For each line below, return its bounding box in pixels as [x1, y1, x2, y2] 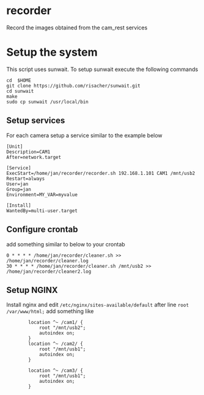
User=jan [6, 181, 29, 187]
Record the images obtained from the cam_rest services [6, 24, 148, 31]
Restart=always [6, 175, 45, 182]
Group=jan [6, 186, 32, 193]
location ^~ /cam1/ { [28, 319, 84, 326]
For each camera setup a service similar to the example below [6, 131, 163, 139]
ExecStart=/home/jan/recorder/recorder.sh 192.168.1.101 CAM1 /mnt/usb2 [6, 170, 195, 176]
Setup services [6, 116, 65, 126]
